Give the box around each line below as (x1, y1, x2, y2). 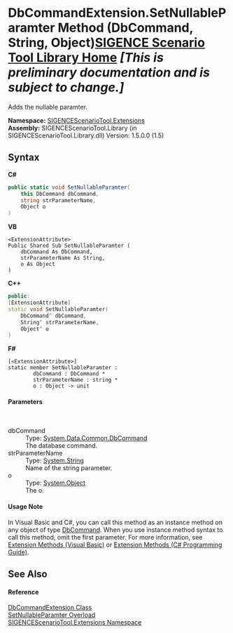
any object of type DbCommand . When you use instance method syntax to (8, 525, 223, 534)
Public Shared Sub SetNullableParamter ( (8, 242, 131, 250)
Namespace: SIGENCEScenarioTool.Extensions (8, 116, 146, 124)
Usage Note (8, 502, 43, 511)
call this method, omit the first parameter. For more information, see (8, 533, 203, 541)
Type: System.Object (25, 479, 86, 487)
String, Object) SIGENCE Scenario (8, 35, 206, 51)
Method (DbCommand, (57, 20, 193, 36)
